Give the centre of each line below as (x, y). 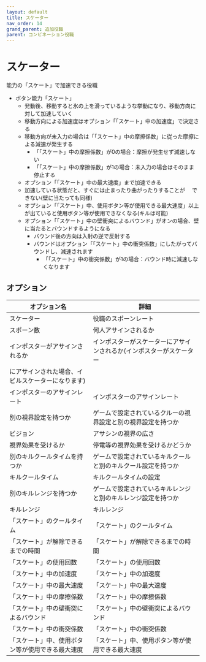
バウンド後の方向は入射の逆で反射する (82, 236)
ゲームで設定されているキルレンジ (142, 489)
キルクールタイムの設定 (127, 477)
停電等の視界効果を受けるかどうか (142, 445)
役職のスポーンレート (124, 318)
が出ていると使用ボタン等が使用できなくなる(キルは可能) (96, 213)
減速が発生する (54, 144)
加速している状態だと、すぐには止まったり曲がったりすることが (105, 190)
